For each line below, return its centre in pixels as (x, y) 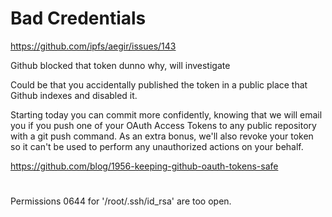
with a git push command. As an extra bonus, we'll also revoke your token (162, 136)
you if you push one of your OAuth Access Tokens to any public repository (163, 125)
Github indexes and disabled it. (74, 95)
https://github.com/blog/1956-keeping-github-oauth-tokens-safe (144, 166)
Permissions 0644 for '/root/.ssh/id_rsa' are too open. (121, 201)
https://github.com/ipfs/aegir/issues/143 (93, 46)
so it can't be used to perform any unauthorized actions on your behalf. (157, 146)
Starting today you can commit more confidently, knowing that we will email (166, 114)
